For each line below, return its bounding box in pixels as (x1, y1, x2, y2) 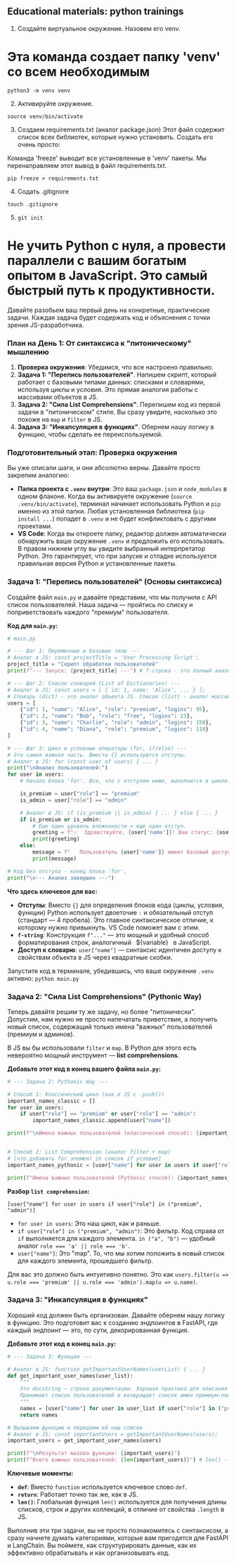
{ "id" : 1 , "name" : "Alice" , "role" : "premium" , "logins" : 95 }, (20, 706, 209, 713)
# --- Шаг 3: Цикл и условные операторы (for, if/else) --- (7, 745, 188, 752)
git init (17, 214, 44, 221)
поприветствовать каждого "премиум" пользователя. (7, 608, 170, 616)
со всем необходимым (7, 64, 150, 79)
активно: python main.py (7, 974, 79, 982)
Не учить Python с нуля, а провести (7, 237, 226, 254)
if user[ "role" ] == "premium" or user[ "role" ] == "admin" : (20, 1110, 197, 1118)
